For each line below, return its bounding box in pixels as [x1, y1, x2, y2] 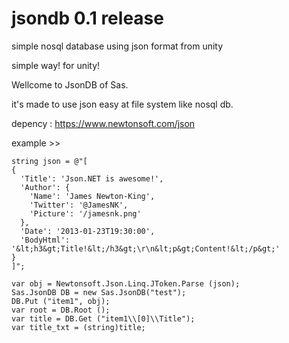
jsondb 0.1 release [11, 7, 164, 30]
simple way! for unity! [11, 59, 101, 71]
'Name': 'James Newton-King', [29, 191, 156, 201]
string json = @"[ [11, 156, 88, 166]
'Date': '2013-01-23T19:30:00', [20, 226, 156, 236]
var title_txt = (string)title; [11, 322, 146, 332]
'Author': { [20, 182, 71, 192]
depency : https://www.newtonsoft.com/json [11, 117, 196, 129]
